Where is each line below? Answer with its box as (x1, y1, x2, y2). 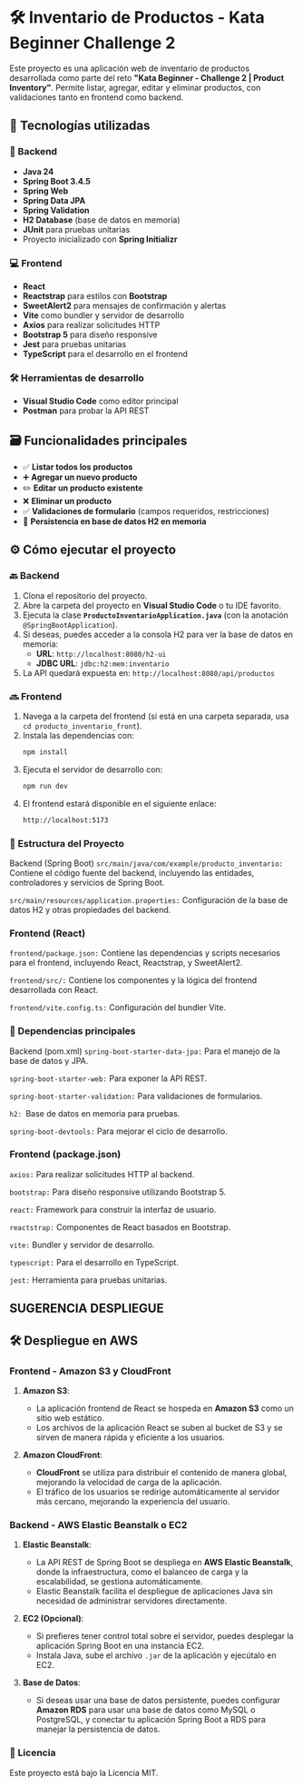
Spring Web (22, 185, 69, 196)
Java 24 (22, 165, 54, 177)
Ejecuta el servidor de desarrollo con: (22, 764, 163, 775)
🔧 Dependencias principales (9, 1025, 136, 1037)
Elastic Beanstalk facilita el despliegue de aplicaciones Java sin (35, 1586, 274, 1597)
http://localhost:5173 (22, 815, 109, 825)
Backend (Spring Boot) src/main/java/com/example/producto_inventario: (9, 858, 284, 869)
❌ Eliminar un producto (22, 496, 112, 507)
